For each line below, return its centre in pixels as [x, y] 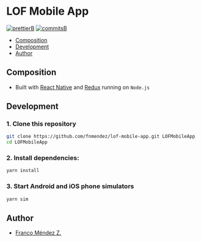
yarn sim [17, 199]
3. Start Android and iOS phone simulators [70, 186]
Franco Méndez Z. [38, 233]
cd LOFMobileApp [27, 142]
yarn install [23, 171]
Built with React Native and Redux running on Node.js [82, 87]
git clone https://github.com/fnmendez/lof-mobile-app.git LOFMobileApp [101, 137]
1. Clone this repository [41, 124]
